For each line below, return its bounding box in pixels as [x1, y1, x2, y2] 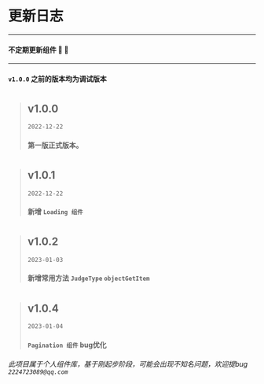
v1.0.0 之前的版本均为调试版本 [8, 74, 108, 83]
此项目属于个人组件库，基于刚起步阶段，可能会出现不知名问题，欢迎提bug [8, 360, 248, 369]
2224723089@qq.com [8, 368, 68, 376]
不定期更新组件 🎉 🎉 [8, 45, 69, 54]
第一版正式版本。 [27, 140, 83, 150]
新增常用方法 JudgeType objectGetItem [27, 273, 150, 283]
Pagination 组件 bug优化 [27, 340, 108, 349]
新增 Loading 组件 [27, 207, 84, 216]
